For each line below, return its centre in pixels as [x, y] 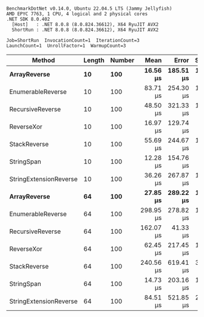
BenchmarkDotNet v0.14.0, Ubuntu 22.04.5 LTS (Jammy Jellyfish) [89, 9]
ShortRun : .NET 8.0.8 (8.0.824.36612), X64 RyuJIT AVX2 [85, 30]
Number [122, 60]
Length [94, 60]
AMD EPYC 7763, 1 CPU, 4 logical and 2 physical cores [77, 14]
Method [43, 60]
